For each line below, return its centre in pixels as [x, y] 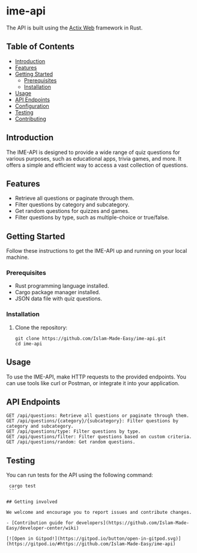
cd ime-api [29, 344]
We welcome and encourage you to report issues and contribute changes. [99, 513]
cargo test [22, 486]
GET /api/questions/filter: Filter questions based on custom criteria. [99, 437]
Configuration [32, 106]
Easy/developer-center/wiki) [43, 528]
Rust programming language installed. [62, 286]
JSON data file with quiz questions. [58, 298]
